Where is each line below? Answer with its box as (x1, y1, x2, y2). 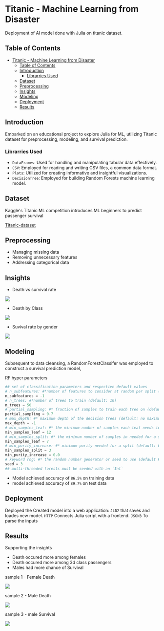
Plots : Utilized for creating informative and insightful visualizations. (12, 170, 147, 175)
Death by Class (12, 305, 43, 311)
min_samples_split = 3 (5, 448, 51, 453)
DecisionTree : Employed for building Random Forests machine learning (12, 175, 155, 181)
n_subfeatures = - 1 (5, 393, 45, 398)
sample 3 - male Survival (5, 611, 55, 617)
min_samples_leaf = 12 (5, 430, 51, 435)
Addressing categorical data (12, 260, 69, 265)
